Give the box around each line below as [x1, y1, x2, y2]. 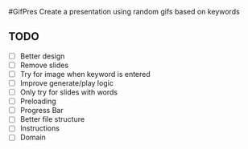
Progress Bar [19, 106, 64, 115]
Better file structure [19, 115, 85, 124]
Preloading [19, 96, 56, 107]
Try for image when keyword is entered [19, 69, 151, 79]
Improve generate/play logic [19, 79, 114, 87]
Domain [19, 132, 47, 143]
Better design [19, 51, 65, 61]
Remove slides [19, 60, 69, 70]
